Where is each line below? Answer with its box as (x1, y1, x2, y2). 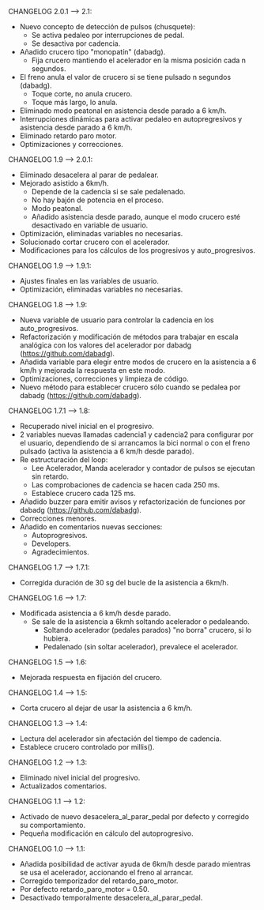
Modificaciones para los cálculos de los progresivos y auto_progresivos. (19, 246, 255, 255)
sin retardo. (31, 472, 70, 481)
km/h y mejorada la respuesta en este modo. (19, 366, 166, 374)
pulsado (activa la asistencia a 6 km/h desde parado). (19, 446, 195, 456)
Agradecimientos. (31, 547, 89, 556)
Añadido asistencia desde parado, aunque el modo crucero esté (31, 212, 241, 221)
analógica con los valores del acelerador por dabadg (19, 340, 192, 350)
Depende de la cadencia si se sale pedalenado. (31, 187, 186, 196)
